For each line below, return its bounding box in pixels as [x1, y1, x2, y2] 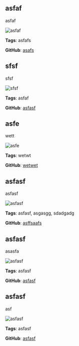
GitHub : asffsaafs [5, 220, 42, 226]
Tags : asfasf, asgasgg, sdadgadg [5, 210, 74, 216]
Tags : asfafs [5, 37, 31, 43]
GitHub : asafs [5, 47, 34, 53]
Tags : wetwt [5, 152, 31, 159]
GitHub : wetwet [5, 162, 38, 168]
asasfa [5, 248, 19, 254]
